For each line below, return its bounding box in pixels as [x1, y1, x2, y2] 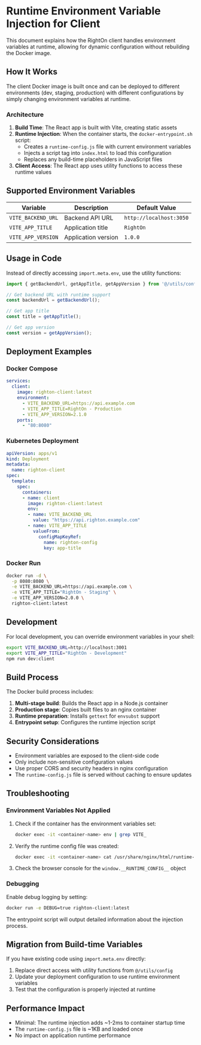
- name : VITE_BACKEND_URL [28, 512, 93, 518]
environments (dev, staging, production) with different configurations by [6, 89, 184, 96]
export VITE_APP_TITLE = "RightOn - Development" [6, 650, 127, 656]
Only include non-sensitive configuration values [14, 758, 133, 765]
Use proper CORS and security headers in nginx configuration [14, 765, 168, 772]
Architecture [6, 110, 44, 119]
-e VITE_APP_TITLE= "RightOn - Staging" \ [11, 590, 117, 596]
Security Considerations [6, 736, 100, 746]
